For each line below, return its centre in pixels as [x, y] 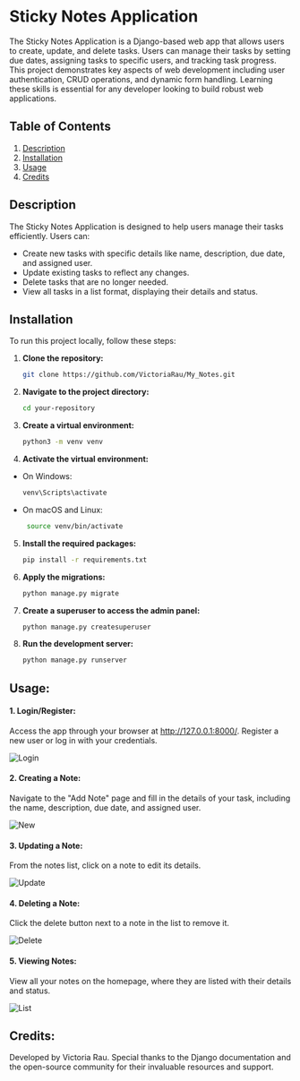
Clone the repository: [63, 358]
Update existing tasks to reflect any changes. [106, 272]
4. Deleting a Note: [45, 903]
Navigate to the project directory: [86, 392]
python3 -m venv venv [63, 442]
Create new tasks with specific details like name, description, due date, [154, 253]
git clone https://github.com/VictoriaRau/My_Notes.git [129, 375]
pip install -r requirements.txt [85, 560]
